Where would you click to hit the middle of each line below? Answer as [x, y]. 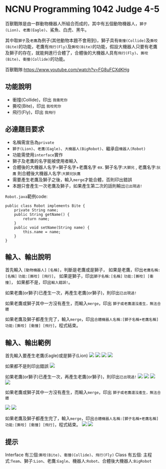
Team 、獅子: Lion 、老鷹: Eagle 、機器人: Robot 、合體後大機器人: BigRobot [81, 461]
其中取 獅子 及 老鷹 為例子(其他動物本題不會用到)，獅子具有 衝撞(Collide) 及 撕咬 [81, 40]
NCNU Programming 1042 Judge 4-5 [83, 9]
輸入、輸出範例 [28, 342]
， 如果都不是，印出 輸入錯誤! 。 [42, 282]
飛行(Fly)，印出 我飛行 [34, 112]
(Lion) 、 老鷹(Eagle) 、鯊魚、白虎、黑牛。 [47, 30]
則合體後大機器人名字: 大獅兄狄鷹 [49, 173]
